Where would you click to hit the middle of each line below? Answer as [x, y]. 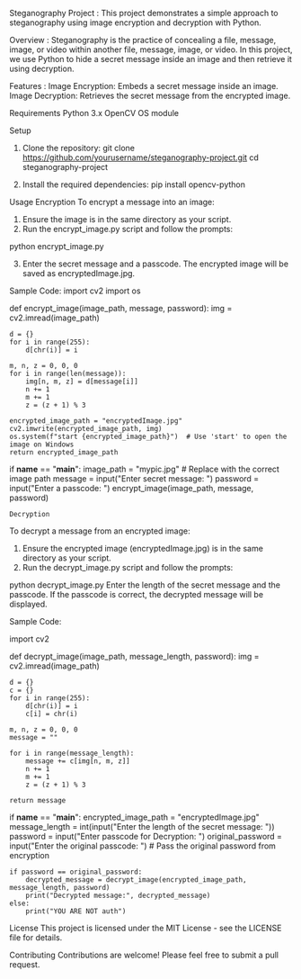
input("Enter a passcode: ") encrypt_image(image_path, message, [132, 488]
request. [25, 965]
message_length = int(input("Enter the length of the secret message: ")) [142, 826]
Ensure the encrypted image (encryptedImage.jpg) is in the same [142, 548]
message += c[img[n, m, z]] [78, 761]
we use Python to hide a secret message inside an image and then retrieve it [150, 59]
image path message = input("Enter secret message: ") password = [134, 479]
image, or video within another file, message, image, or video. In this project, [151, 49]
